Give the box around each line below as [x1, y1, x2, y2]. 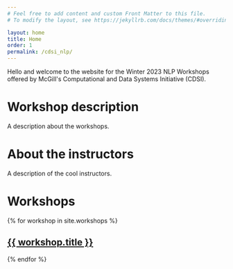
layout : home [7, 29, 45, 36]
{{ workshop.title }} [7, 236, 94, 248]
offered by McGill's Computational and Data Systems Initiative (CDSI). [7, 75, 207, 83]
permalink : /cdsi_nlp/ [7, 49, 73, 55]
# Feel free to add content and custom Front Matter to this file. [7, 10, 207, 17]
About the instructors [7, 146, 134, 162]
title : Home [7, 35, 42, 42]
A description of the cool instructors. [7, 169, 112, 177]
